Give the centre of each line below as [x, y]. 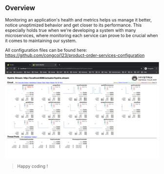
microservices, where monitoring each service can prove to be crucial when [82, 35]
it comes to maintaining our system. [41, 41]
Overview [20, 8]
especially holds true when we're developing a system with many [71, 30]
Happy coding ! [32, 166]
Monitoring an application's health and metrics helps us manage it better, [79, 20]
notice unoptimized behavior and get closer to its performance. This [73, 25]
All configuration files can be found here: [46, 50]
